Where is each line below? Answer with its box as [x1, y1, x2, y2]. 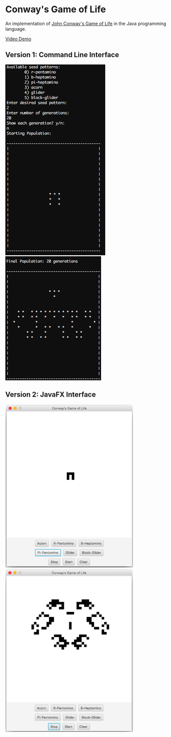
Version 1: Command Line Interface [5, 51, 119, 59]
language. [5, 26, 27, 32]
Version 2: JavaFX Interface [5, 390, 96, 399]
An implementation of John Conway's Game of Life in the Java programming [5, 20, 166, 27]
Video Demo [5, 36, 32, 42]
